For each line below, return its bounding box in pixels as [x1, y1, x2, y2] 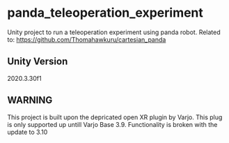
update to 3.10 [7, 128, 48, 136]
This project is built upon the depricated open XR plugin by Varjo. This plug [7, 113, 223, 121]
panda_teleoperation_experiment [7, 5, 204, 21]
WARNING [7, 94, 53, 106]
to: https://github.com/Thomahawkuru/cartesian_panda [7, 35, 166, 43]
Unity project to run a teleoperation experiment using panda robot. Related [7, 28, 221, 36]
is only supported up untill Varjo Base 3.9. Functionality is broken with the [7, 120, 218, 128]
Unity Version [7, 56, 68, 68]
